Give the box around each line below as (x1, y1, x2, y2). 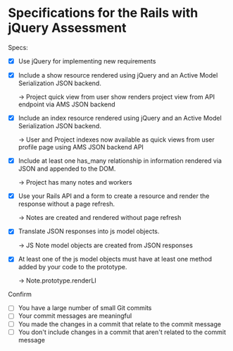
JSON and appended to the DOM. (18, 164, 116, 173)
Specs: (8, 43, 29, 51)
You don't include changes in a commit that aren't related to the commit (18, 328, 226, 336)
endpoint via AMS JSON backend (18, 100, 115, 109)
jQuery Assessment (8, 20, 127, 36)
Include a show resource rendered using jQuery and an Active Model (18, 71, 218, 79)
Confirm (8, 290, 32, 299)
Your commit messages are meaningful (18, 312, 132, 320)
